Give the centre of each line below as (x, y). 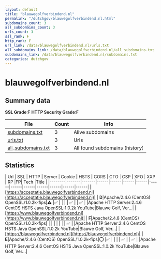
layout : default (21, 9)
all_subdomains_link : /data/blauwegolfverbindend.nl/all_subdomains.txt (80, 50)
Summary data (28, 100)
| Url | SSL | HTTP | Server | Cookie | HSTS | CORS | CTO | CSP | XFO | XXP (80, 177)
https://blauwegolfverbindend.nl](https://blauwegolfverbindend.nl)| (73, 234)
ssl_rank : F (17, 37)
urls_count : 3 (19, 32)
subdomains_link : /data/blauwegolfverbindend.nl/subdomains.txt (71, 54)
